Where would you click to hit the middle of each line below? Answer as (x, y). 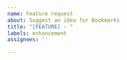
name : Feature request (40, 14)
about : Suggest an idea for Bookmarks (63, 20)
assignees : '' (28, 40)
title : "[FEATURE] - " (40, 27)
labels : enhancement (37, 33)
